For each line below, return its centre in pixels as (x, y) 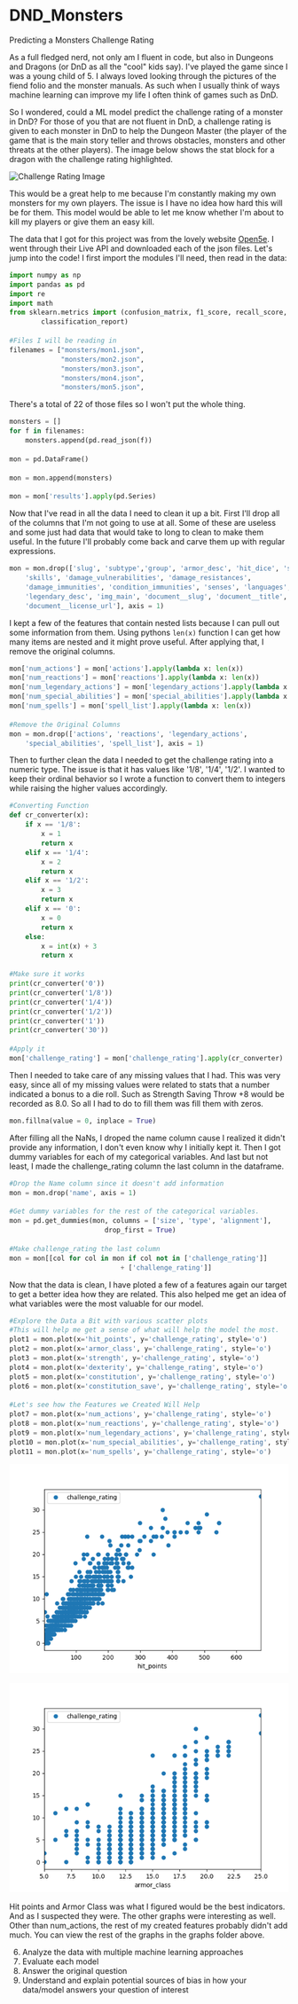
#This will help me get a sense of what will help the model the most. (144, 1330)
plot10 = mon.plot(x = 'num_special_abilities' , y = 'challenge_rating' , (141, 1442)
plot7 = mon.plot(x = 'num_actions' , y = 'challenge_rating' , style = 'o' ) (141, 1414)
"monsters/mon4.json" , (102, 378)
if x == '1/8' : (53, 825)
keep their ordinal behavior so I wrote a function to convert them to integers (147, 779)
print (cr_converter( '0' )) (57, 984)
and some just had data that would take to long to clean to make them (137, 532)
